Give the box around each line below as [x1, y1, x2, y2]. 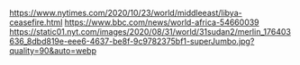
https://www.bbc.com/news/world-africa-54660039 [64, 17, 259, 28]
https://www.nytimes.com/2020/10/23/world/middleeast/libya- [9, 8, 242, 18]
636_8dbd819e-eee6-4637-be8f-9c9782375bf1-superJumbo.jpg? [9, 36, 255, 46]
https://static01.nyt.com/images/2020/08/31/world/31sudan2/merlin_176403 [9, 27, 291, 37]
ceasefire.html [9, 17, 63, 28]
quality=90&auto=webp [9, 45, 97, 56]
